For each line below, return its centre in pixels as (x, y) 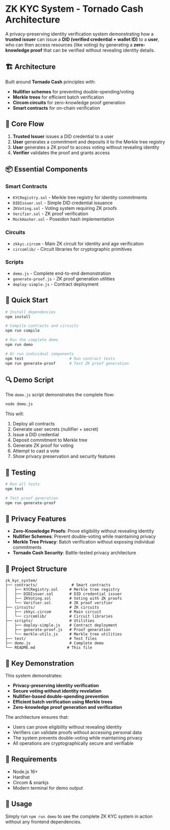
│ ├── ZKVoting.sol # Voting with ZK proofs (64, 599)
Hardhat (21, 777)
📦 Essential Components (46, 169)
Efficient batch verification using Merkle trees (63, 702)
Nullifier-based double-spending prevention (61, 696)
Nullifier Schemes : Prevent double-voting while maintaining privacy (84, 536)
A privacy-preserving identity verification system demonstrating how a (80, 34)
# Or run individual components (40, 354)
